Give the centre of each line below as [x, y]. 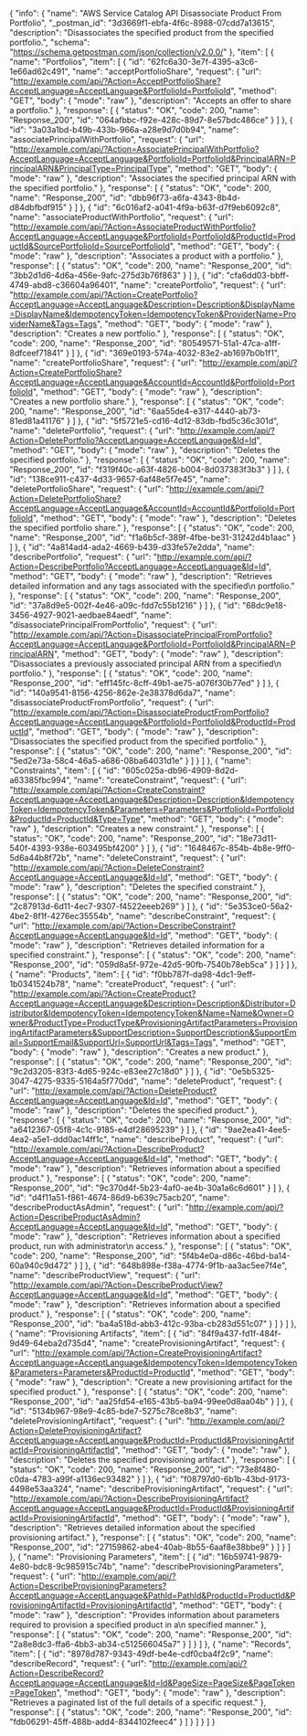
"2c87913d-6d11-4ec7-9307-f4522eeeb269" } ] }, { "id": [116, 906]
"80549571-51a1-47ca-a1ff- [229, 343]
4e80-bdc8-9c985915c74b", [64, 1567]
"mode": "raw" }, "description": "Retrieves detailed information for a [137, 945]
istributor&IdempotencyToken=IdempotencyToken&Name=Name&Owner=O [152, 1013]
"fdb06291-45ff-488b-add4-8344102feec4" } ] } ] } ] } [112, 1722]
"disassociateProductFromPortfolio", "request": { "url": [112, 702]
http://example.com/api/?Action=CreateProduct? [105, 994]
